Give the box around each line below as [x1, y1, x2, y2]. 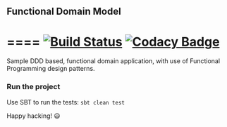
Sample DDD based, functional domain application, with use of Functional [6, 57, 220, 65]
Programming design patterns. [6, 65, 96, 73]
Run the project [6, 82, 61, 92]
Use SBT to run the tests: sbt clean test [6, 98, 125, 106]
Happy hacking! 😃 [6, 112, 61, 120]
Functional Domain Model [6, 6, 121, 18]
